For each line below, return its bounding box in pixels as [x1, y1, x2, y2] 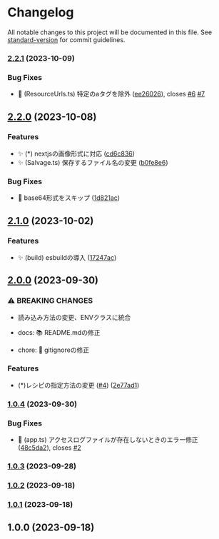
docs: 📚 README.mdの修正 [17, 328, 101, 336]
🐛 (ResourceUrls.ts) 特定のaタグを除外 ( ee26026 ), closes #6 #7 [17, 90, 205, 99]
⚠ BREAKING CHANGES [7, 296, 93, 306]
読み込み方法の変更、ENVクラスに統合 [17, 313, 131, 321]
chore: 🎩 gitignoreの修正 [17, 346, 90, 354]
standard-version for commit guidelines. [7, 35, 126, 44]
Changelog [7, 4, 74, 21]
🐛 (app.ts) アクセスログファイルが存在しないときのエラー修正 [17, 435, 198, 444]
